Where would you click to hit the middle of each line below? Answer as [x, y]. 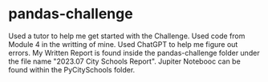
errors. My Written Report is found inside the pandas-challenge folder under [134, 53]
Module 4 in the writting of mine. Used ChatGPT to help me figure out [123, 44]
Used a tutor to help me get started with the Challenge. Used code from [127, 36]
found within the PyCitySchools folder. [72, 69]
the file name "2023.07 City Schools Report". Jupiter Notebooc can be [124, 61]
